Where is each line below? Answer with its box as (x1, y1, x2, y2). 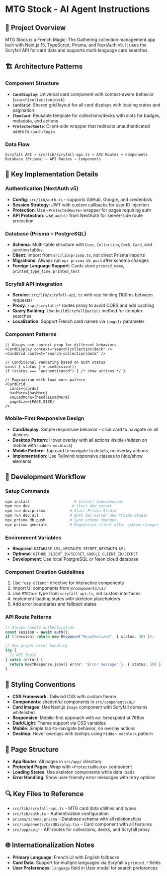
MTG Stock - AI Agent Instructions (5, 3, 150, 15)
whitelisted (12, 710, 35, 716)
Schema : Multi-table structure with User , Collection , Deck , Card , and (12, 241, 152, 247)
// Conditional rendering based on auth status (5, 360, 106, 365)
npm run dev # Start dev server (5, 504, 112, 509)
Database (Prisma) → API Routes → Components (5, 156, 101, 161)
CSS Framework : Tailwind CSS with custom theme (12, 694, 116, 700)
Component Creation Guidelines (5, 569, 84, 576)
